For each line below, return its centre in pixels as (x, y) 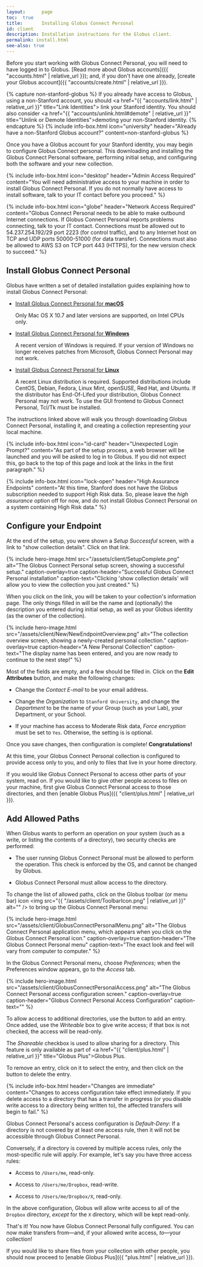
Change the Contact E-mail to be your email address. (82, 689)
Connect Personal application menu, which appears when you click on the (99, 932)
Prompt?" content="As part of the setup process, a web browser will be (95, 450)
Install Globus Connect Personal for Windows (72, 333)
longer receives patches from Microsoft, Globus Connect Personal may (104, 352)
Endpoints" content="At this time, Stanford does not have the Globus (92, 487)
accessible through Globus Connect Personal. (64, 1137)
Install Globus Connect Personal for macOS (69, 303)
